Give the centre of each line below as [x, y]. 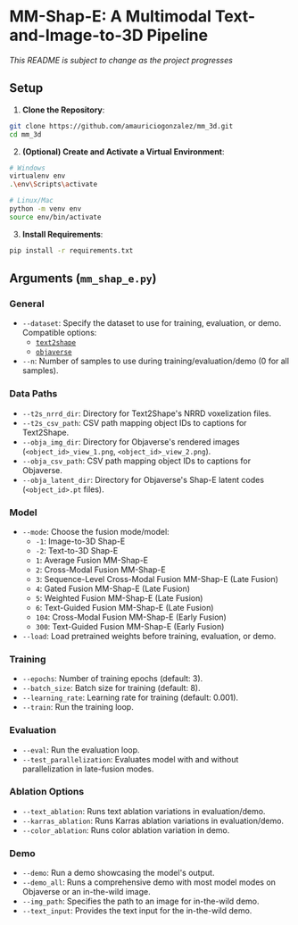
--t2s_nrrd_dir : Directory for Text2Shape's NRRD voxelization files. [147, 413]
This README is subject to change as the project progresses [121, 60]
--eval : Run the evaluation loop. [81, 750]
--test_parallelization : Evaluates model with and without [130, 759]
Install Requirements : [62, 234]
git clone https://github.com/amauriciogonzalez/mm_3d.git [121, 126]
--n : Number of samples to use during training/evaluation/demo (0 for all [156, 361]
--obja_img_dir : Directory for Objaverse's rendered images [131, 442]
